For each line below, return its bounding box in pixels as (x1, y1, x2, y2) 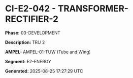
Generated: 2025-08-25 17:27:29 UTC (5, 68, 83, 74)
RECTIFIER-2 (5, 13, 59, 25)
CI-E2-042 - (5, 3, 56, 14)
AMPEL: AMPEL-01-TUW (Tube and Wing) (5, 49, 91, 55)
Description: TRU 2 (5, 39, 45, 45)
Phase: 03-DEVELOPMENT (5, 30, 61, 36)
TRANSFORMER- (58, 3, 129, 14)
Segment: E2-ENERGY (5, 58, 52, 64)
